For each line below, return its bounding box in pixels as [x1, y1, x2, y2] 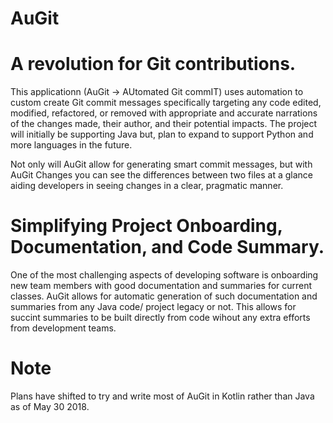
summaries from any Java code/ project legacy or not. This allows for [10, 301, 297, 313]
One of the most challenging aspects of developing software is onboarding [10, 269, 319, 281]
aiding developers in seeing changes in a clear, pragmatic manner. [10, 180, 284, 192]
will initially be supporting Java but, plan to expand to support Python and [10, 128, 314, 141]
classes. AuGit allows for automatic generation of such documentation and [10, 290, 318, 302]
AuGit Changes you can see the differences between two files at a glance [10, 169, 313, 181]
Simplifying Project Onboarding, [10, 215, 283, 237]
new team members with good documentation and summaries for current [10, 280, 313, 292]
